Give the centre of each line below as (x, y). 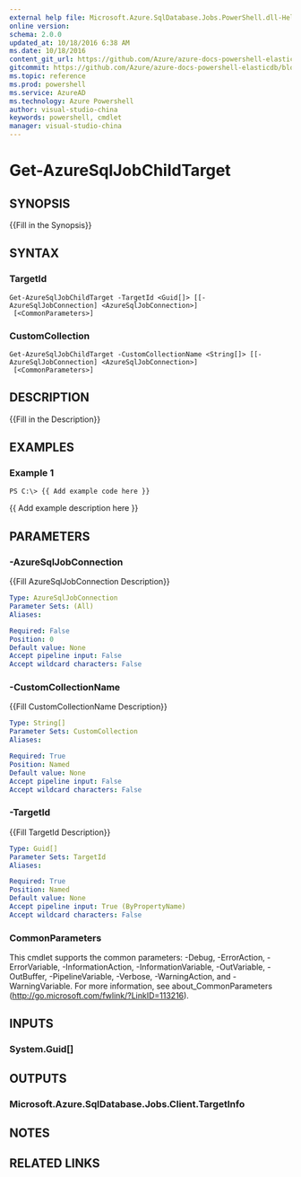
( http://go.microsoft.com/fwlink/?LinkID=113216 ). (99, 996)
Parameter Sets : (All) (52, 607)
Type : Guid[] (34, 848)
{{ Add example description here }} (74, 508)
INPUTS (31, 1024)
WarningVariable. (41, 986)
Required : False (39, 631)
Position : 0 (31, 639)
